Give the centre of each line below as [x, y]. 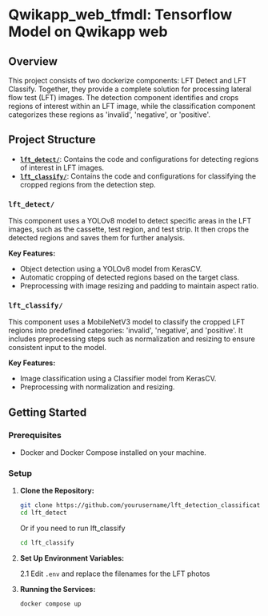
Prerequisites [35, 435]
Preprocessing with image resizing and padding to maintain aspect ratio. [139, 286]
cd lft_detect [43, 513]
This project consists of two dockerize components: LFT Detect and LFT [127, 81]
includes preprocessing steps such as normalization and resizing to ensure [132, 339]
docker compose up [50, 604]
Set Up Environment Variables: [72, 558]
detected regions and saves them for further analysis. [97, 238]
